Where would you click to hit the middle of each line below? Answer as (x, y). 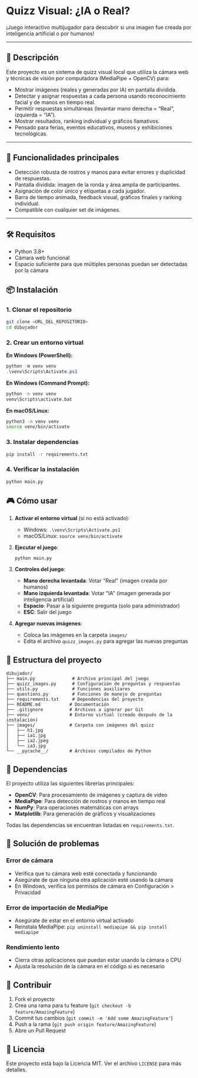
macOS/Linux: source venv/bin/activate (73, 535)
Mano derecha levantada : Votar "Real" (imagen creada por (95, 581)
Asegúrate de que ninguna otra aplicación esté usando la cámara (94, 879)
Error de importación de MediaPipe (57, 907)
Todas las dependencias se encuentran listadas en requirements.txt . (90, 825)
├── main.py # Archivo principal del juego (77, 679)
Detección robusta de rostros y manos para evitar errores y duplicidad (100, 172)
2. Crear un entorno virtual (45, 342)
